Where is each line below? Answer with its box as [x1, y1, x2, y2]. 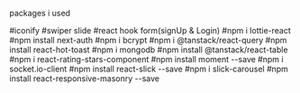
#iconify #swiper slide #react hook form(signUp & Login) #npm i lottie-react [9, 25, 291, 35]
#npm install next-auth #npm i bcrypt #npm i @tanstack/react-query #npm [9, 35, 287, 45]
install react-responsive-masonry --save [9, 73, 160, 84]
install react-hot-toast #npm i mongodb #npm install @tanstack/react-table [9, 44, 288, 55]
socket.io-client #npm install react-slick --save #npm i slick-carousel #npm [9, 63, 288, 74]
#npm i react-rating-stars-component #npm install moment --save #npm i [9, 54, 284, 64]
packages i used [9, 8, 70, 18]
